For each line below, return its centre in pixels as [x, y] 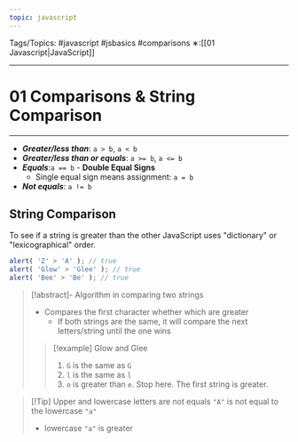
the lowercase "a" [64, 411]
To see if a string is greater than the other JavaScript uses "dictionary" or [143, 236]
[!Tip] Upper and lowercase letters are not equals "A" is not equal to [155, 402]
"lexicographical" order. [52, 245]
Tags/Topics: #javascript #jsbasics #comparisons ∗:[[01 [112, 43]
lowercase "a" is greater [88, 428]
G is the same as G [99, 365]
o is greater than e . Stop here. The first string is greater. [167, 384]
